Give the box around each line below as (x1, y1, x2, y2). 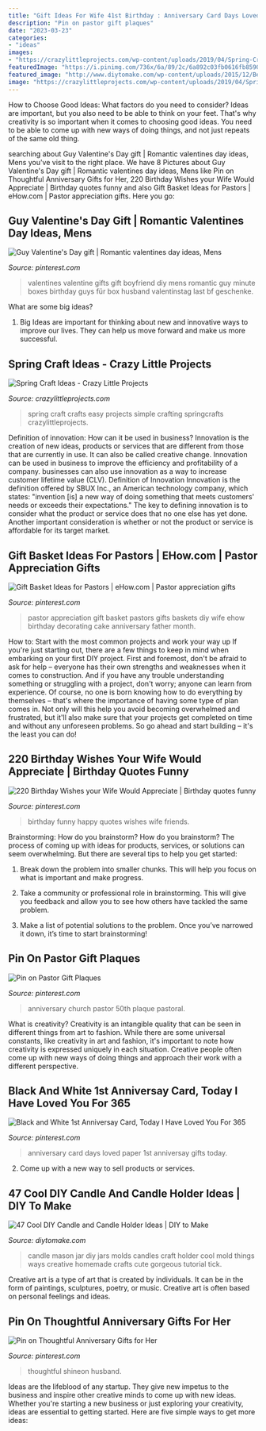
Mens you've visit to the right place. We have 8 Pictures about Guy (8, 157, 226, 167)
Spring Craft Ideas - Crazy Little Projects (8, 357, 212, 371)
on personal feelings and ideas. (8, 1291, 111, 1302)
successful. (19, 334, 58, 344)
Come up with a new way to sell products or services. (19, 1164, 196, 1173)
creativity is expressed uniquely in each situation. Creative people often (8, 1044, 242, 1054)
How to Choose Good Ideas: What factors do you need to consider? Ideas (8, 100, 249, 110)
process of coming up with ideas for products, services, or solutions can (8, 841, 245, 850)
